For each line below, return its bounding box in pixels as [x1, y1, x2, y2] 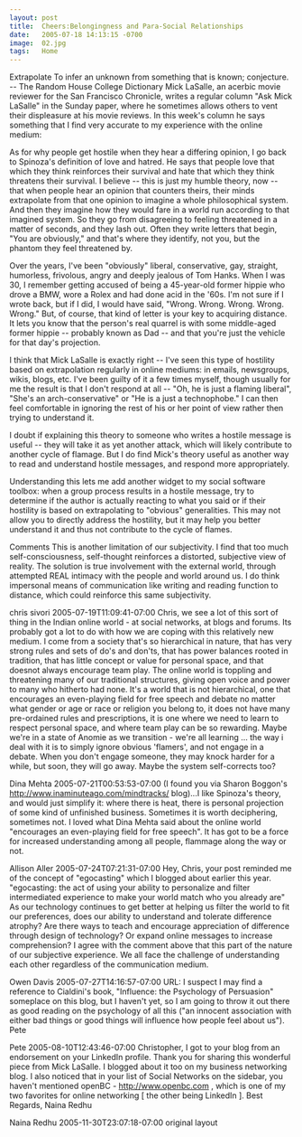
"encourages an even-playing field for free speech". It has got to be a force [9, 826, 289, 837]
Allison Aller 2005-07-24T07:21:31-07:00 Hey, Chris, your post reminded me [9, 863, 293, 874]
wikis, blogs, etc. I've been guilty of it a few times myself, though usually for [9, 374, 291, 385]
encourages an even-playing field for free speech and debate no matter [9, 693, 277, 705]
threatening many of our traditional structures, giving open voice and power [9, 674, 290, 685]
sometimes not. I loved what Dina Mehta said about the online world [9, 817, 261, 828]
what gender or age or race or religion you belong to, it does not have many [9, 703, 290, 714]
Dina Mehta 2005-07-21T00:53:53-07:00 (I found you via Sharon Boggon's [9, 778, 288, 789]
